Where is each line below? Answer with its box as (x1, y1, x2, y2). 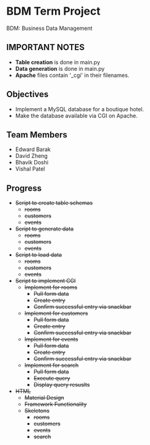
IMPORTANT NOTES (6, 42, 84, 53)
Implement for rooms (24, 284, 78, 291)
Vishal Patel (15, 165, 45, 172)
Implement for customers (24, 310, 88, 317)
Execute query (33, 375, 70, 382)
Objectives (6, 89, 49, 100)
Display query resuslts (33, 381, 90, 389)
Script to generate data (15, 225, 74, 233)
